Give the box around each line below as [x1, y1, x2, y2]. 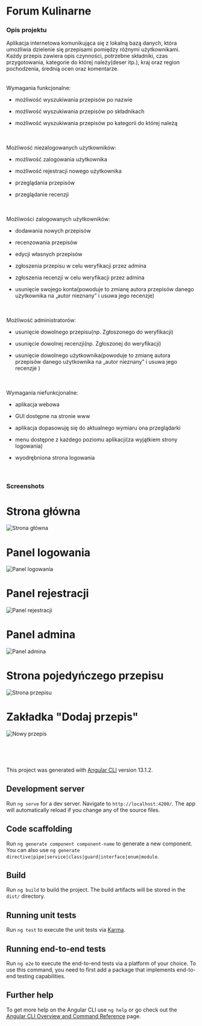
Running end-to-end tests [6, 944, 106, 954]
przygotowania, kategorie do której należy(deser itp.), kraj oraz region [6, 59, 180, 66]
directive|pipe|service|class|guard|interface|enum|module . [6, 853, 159, 860]
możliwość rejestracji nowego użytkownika [14, 167, 122, 175]
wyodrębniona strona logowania [14, 454, 95, 462]
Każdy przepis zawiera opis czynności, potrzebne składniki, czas [6, 53, 168, 60]
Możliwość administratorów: [6, 317, 77, 324]
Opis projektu [6, 26, 47, 34]
